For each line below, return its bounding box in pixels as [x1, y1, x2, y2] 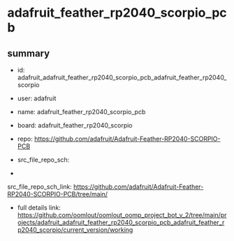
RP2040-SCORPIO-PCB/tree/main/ [7, 190, 108, 198]
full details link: [17, 203, 61, 212]
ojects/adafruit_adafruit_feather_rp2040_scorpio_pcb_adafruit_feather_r [17, 218, 225, 226]
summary [7, 47, 50, 59]
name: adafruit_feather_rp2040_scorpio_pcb [17, 108, 146, 116]
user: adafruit [17, 94, 57, 102]
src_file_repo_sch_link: [7, 182, 72, 191]
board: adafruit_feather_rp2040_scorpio [17, 121, 133, 130]
